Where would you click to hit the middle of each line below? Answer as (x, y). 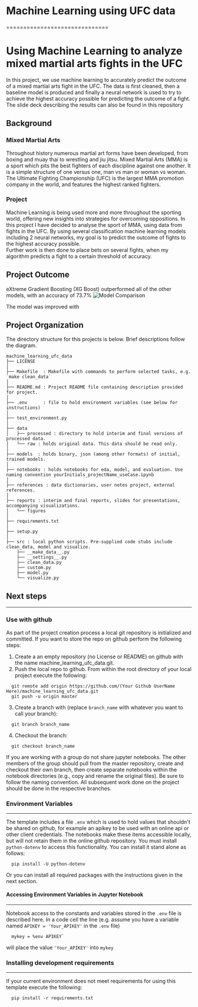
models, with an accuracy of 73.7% (49, 295)
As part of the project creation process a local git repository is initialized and (99, 632)
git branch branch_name (40, 724)
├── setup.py (22, 531)
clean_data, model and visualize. (49, 547)
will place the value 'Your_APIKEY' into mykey (60, 947)
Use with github (29, 620)
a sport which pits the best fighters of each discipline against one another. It (98, 166)
